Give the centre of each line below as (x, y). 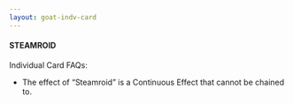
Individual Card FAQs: (49, 65)
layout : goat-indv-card (53, 17)
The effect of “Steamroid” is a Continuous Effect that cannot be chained (153, 82)
